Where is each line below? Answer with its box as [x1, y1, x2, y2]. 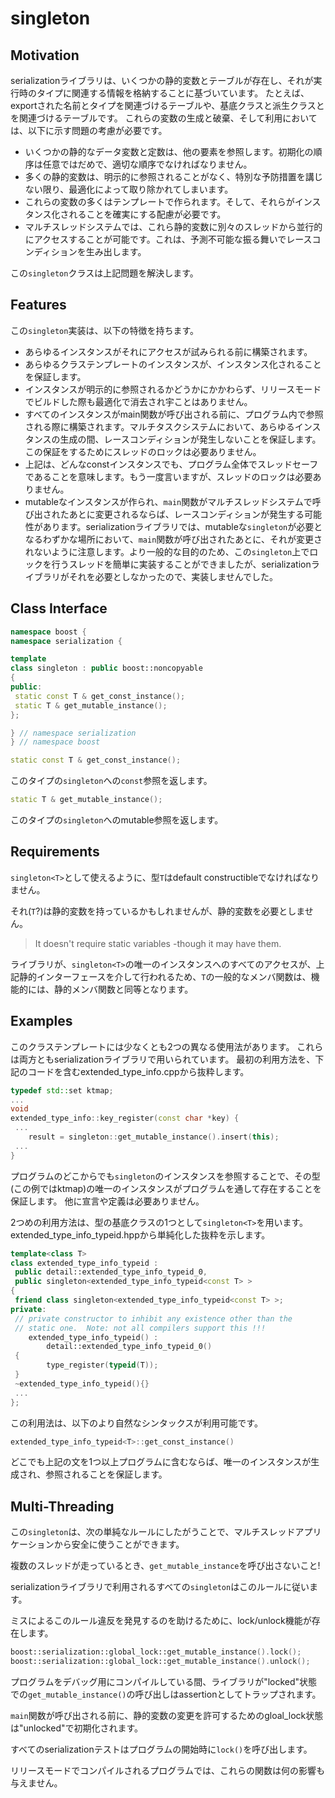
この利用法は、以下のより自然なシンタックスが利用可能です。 [10, 1417, 263, 1429]
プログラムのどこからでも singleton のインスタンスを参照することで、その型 [10, 1170, 321, 1182]
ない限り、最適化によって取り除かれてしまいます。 [24, 183, 234, 195]
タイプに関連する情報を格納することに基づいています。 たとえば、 [36, 87, 310, 99]
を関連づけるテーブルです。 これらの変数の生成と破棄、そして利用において [10, 112, 318, 124]
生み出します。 [85, 246, 147, 257]
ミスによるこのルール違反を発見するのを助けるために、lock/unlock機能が [10, 1615, 312, 1627]
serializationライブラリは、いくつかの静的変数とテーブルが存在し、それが [10, 75, 314, 86]
